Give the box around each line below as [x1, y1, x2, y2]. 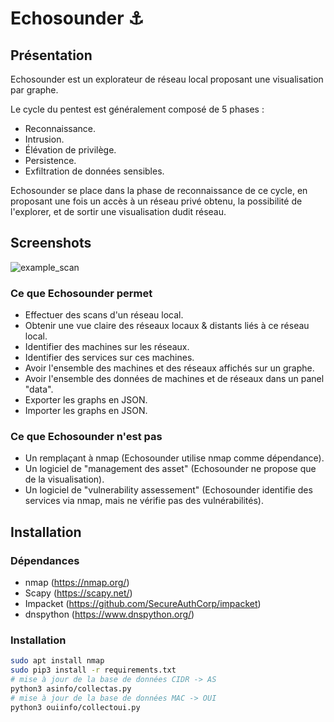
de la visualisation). [24, 473, 105, 486]
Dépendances [10, 553, 80, 567]
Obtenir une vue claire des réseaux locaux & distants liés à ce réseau [24, 320, 310, 332]
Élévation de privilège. [24, 144, 117, 156]
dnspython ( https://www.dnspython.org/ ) [24, 608, 195, 621]
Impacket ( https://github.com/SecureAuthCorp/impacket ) [24, 598, 262, 610]
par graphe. [10, 84, 59, 96]
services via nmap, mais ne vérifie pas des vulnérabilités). [24, 495, 264, 507]
